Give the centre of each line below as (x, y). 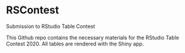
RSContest (33, 10)
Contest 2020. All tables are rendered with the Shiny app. (75, 44)
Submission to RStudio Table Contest (50, 26)
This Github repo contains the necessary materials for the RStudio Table (92, 37)
